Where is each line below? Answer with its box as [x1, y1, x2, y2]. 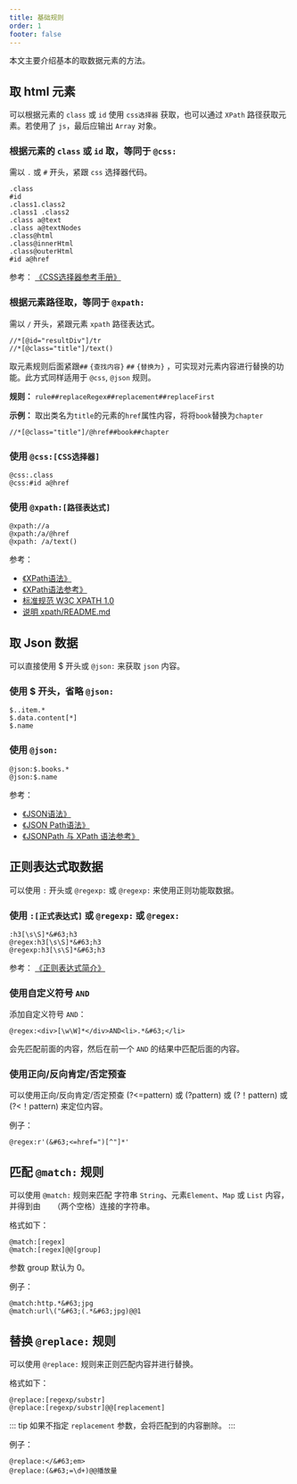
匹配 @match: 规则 [9, 1164, 104, 1180]
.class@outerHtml [9, 247, 74, 256]
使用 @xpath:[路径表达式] [9, 501, 111, 513]
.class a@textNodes [9, 224, 82, 233]
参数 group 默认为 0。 [9, 1263, 90, 1273]
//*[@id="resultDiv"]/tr [9, 336, 102, 345]
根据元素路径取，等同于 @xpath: [9, 296, 145, 309]
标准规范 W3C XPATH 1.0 [21, 596, 114, 606]
